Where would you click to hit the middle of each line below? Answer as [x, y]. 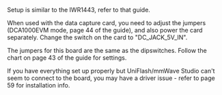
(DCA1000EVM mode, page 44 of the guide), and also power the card [105, 30]
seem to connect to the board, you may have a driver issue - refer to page [111, 78]
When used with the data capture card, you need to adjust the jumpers [107, 23]
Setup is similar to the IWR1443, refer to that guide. [79, 10]
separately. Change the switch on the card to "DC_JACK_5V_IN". [97, 37]
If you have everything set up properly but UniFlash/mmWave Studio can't [111, 71]
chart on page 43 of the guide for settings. [67, 58]
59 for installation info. [39, 85]
